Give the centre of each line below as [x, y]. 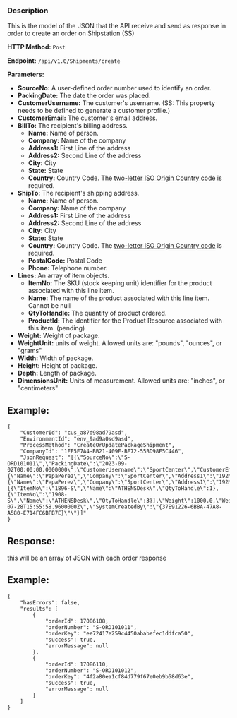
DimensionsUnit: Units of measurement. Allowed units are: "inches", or [121, 381]
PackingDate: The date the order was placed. [84, 96]
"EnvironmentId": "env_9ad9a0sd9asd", [77, 439]
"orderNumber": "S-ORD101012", [91, 670]
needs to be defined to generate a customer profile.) [94, 111]
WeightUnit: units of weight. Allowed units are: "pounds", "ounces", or [120, 343]
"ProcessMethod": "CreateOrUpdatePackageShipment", [97, 445]
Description [28, 11]
